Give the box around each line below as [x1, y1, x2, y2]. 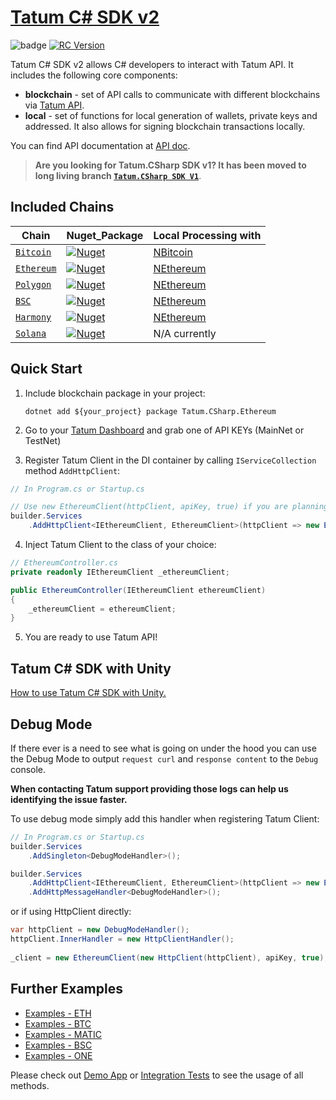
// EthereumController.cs [10, 558, 118, 568]
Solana [15, 327, 47, 339]
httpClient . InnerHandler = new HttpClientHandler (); [10, 934, 235, 945]
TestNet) [24, 434, 62, 446]
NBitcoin [153, 245, 193, 259]
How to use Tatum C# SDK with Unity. [10, 687, 167, 699]
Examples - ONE [24, 1049, 93, 1061]
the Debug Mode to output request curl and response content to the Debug [10, 752, 319, 765]
